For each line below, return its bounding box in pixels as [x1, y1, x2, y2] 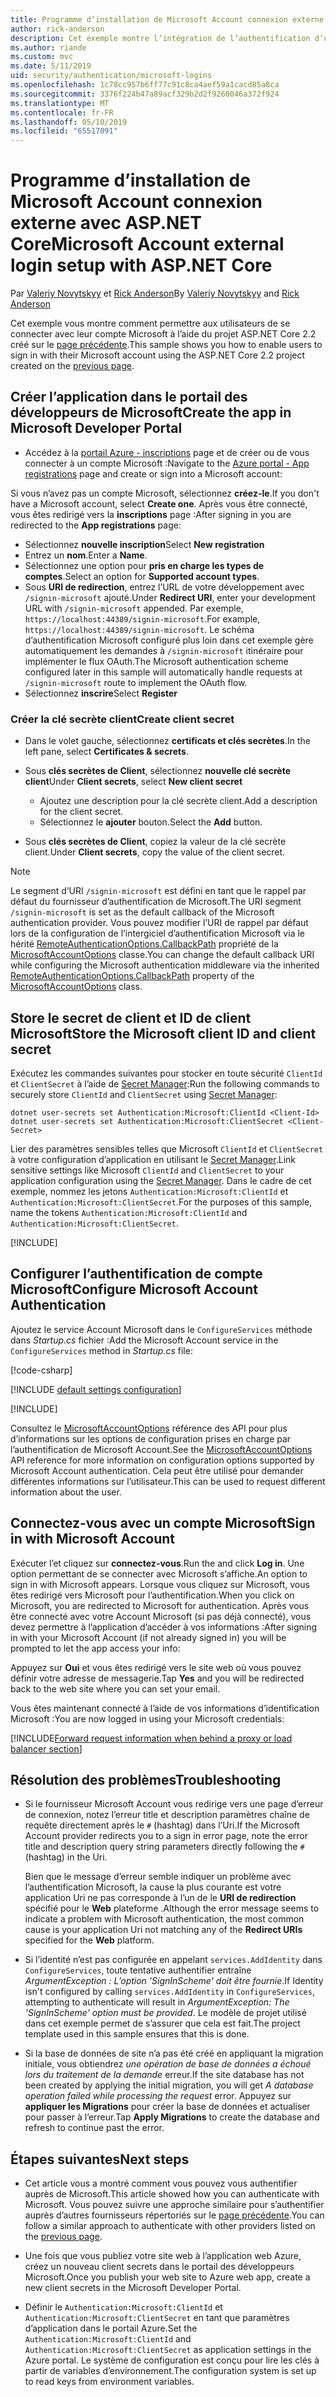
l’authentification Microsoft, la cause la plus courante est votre [24, 1881, 282, 1893]
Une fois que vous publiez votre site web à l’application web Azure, [24, 2250, 302, 2262]
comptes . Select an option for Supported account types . [24, 570, 260, 582]
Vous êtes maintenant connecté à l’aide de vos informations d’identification [10, 1702, 320, 1714]
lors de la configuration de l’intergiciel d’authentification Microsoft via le [10, 927, 305, 940]
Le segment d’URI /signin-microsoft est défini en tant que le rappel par [10, 885, 307, 897]
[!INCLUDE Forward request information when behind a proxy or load [10, 1732, 293, 1744]
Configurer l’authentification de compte [10, 1266, 263, 1283]
